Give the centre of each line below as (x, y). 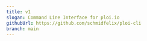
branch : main (23, 29)
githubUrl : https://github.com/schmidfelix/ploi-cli (74, 23)
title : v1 (19, 12)
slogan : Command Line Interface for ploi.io (63, 17)
